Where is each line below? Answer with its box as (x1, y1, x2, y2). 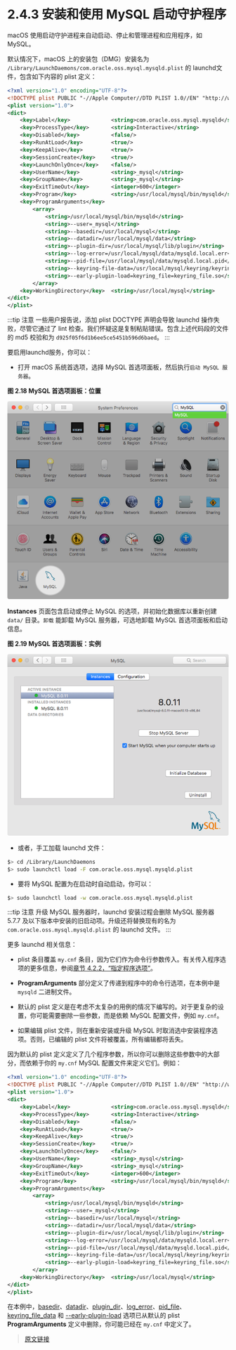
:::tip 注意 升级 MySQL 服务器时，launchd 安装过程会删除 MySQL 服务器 (7, 907, 215, 917)
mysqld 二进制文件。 (17, 988, 76, 996)
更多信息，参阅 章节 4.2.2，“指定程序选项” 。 (29, 964, 157, 973)
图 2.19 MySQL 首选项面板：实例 (7, 640, 101, 648)
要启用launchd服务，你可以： (7, 348, 93, 357)
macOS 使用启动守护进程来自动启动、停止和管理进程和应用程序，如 (7, 31, 202, 39)
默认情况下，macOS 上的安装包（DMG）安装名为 (7, 54, 150, 63)
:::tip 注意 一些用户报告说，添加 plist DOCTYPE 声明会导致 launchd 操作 (7, 315, 214, 324)
